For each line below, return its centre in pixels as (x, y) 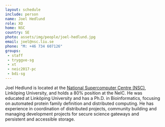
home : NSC (15, 28)
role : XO (14, 23)
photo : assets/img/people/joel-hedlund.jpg (50, 37)
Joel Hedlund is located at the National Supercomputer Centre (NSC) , (76, 88)
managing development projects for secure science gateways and (72, 114)
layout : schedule (23, 10)
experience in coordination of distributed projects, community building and (81, 108)
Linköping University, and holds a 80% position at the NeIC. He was (74, 93)
